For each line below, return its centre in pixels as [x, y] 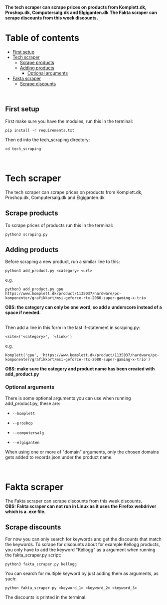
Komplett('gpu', [22, 355]
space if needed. [23, 312]
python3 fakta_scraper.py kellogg [41, 564]
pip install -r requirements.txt [40, 130]
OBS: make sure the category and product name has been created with [80, 369]
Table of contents [42, 38]
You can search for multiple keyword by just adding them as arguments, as [82, 573]
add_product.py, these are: [33, 403]
